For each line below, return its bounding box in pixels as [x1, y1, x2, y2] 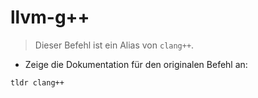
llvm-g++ [10, 6, 90, 29]
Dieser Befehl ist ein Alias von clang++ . [34, 39, 195, 51]
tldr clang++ [10, 77, 65, 88]
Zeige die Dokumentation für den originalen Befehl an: [24, 58, 248, 70]
